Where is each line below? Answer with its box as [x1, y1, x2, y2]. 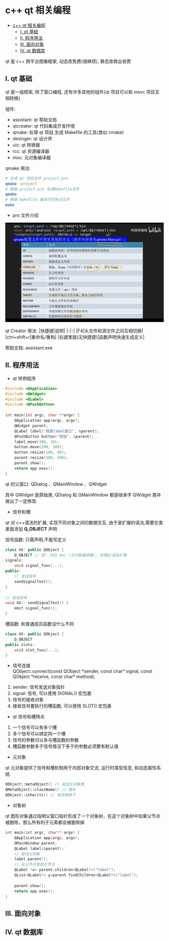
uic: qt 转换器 [12, 142, 40, 148]
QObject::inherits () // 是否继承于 [5, 793, 76, 798]
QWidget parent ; [14, 423, 49, 428]
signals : [5, 558, 24, 563]
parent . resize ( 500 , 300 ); [14, 455, 69, 460]
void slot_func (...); [14, 647, 59, 653]
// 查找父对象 [14, 851, 40, 856]
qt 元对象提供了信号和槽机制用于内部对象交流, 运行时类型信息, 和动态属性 [5, 765, 157, 771]
